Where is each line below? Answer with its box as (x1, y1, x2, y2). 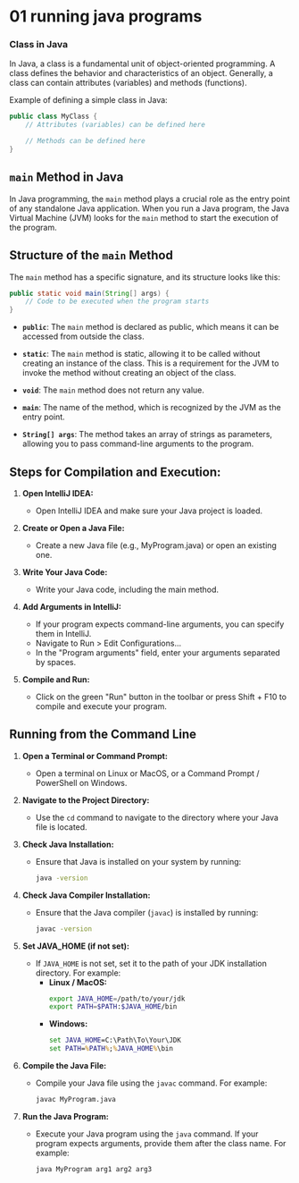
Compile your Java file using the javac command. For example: (35, 1077, 268, 1088)
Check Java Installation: (21, 839, 114, 849)
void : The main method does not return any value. (21, 384, 205, 395)
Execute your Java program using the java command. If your (35, 1128, 259, 1139)
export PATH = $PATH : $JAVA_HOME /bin (48, 1002, 178, 1011)
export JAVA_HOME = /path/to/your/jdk (48, 994, 186, 1003)
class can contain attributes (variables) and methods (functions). (9, 78, 247, 89)
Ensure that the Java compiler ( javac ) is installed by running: (35, 907, 259, 917)
